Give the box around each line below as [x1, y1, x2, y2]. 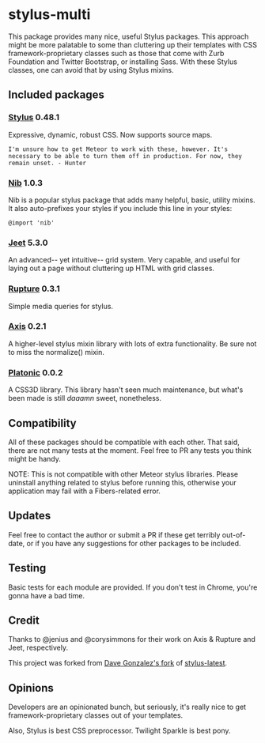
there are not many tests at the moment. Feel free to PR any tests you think [8, 445, 252, 455]
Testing [8, 561, 47, 575]
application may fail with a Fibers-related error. [8, 486, 161, 496]
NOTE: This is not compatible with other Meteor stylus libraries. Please [8, 469, 239, 479]
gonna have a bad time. [8, 590, 85, 600]
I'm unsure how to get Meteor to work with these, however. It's [8, 145, 228, 153]
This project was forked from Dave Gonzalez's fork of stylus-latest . [8, 658, 228, 668]
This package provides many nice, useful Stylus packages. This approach [8, 32, 249, 41]
